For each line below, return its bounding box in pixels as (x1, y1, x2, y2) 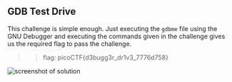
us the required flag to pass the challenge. (7, 39, 132, 48)
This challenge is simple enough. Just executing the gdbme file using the (7, 24, 218, 33)
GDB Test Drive (7, 6, 76, 18)
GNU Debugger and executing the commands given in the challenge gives (7, 32, 226, 40)
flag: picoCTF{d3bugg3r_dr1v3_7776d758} (42, 53, 169, 61)
